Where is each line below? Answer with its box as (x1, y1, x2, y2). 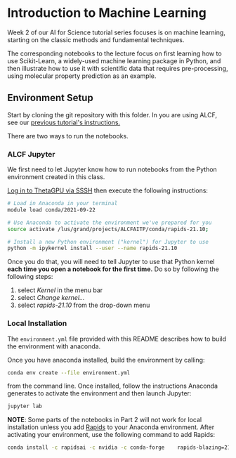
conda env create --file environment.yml (7, 369, 131, 377)
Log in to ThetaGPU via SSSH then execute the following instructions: (7, 186, 209, 195)
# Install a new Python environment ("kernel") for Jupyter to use (7, 238, 209, 245)
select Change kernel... (17, 294, 86, 302)
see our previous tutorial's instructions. (7, 118, 121, 126)
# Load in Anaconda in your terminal (7, 200, 118, 207)
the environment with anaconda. (7, 342, 101, 351)
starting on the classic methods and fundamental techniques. (7, 35, 185, 44)
